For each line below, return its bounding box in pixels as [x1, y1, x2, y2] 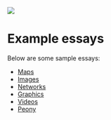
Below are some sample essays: [7, 53, 100, 62]
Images [17, 74, 39, 84]
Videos [17, 97, 39, 105]
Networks [17, 82, 46, 91]
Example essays [7, 31, 104, 47]
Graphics [17, 90, 44, 98]
